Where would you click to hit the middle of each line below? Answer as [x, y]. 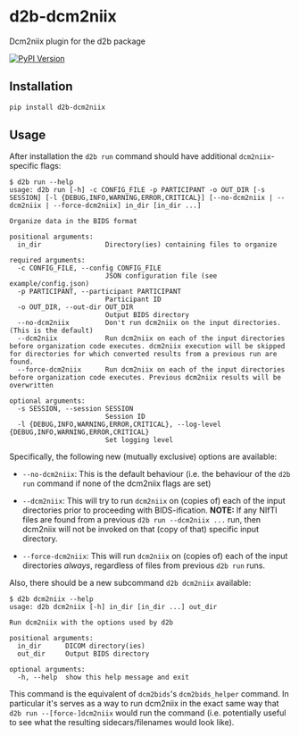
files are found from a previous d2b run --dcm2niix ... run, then [141, 520]
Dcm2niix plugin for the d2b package [77, 41]
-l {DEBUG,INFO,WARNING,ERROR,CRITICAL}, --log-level [119, 425]
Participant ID [133, 300]
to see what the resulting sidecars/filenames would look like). [122, 723]
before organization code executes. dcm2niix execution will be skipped [147, 347]
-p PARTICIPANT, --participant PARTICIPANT [99, 292]
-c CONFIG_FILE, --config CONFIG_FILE [90, 268]
